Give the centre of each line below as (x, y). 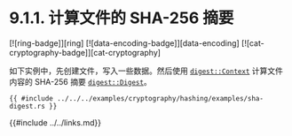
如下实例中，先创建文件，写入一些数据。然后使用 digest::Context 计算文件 (146, 71)
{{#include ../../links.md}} (55, 122)
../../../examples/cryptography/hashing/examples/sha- (160, 98)
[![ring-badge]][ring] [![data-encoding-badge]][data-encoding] (124, 43)
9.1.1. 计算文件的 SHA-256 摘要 (122, 18)
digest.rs (28, 106)
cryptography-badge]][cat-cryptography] (85, 52)
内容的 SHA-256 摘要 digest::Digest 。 (81, 81)
